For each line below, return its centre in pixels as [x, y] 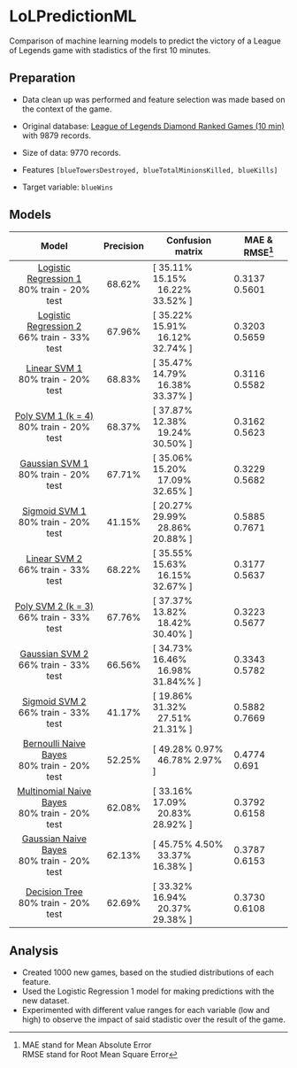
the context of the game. [67, 109]
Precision [123, 246]
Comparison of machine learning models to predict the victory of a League [145, 41]
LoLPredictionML [73, 16]
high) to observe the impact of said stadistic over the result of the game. [153, 1019]
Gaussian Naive [54, 839]
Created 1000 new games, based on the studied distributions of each [148, 972]
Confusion [189, 241]
